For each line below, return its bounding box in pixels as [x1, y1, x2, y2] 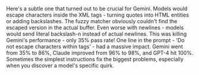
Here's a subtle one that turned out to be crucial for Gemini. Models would [6, 5, 188, 12]
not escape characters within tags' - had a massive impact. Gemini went [6, 43, 183, 50]
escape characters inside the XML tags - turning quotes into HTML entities [6, 11, 189, 18]
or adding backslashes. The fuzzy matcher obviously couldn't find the [6, 18, 178, 24]
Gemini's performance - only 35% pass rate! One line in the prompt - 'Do [6, 37, 185, 43]
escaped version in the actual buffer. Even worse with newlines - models [6, 24, 184, 31]
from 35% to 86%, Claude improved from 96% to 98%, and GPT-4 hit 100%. [6, 49, 194, 56]
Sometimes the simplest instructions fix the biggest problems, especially [6, 56, 184, 62]
